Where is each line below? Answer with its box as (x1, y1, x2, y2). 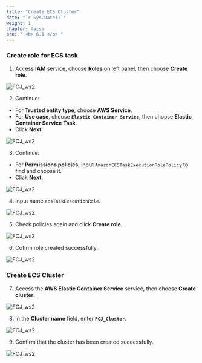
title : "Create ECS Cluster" (6, 8, 80, 15)
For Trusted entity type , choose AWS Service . (15, 106, 132, 114)
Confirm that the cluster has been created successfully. (15, 338, 154, 345)
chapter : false (6, 25, 45, 32)
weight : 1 (6, 20, 31, 26)
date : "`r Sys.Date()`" (6, 15, 67, 21)
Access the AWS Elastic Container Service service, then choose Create (15, 285, 197, 292)
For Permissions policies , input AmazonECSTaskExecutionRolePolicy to (15, 161, 189, 168)
